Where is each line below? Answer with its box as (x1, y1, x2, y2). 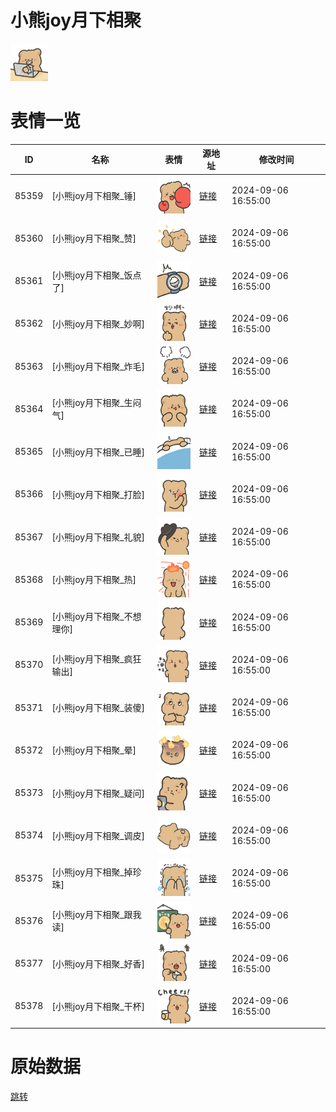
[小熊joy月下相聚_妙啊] (51, 317, 146, 330)
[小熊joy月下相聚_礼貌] (51, 531, 146, 543)
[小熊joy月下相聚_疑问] (51, 787, 146, 799)
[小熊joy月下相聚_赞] (51, 232, 137, 245)
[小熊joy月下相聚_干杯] (51, 1000, 146, 1012)
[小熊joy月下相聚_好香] (51, 957, 146, 970)
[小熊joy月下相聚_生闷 (51, 397, 142, 409)
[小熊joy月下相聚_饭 (51, 269, 133, 281)
